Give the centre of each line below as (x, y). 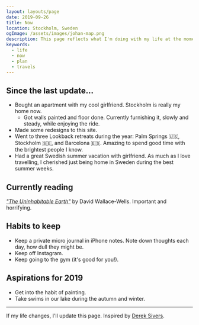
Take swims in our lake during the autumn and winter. (80, 298)
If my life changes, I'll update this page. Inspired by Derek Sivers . (85, 316)
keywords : (18, 45)
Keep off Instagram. (39, 253)
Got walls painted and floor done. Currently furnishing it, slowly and (106, 118)
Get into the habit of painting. (50, 292)
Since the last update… (50, 90)
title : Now (20, 22)
